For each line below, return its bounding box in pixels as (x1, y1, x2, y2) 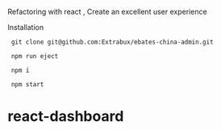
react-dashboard (7, 107, 124, 126)
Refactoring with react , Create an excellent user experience (7, 7, 207, 16)
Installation (7, 23, 44, 31)
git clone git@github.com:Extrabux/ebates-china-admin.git (10, 38, 215, 46)
